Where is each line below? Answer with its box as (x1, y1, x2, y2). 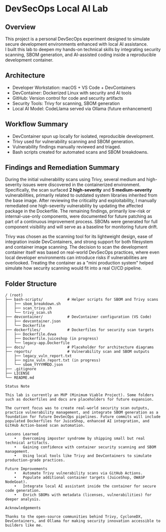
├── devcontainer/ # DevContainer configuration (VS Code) (5, 315, 152, 320)
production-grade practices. (5, 458, 65, 463)
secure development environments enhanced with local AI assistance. (5, 41, 148, 47)
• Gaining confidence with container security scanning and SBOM (14, 445, 156, 450)
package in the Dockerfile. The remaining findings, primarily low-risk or (5, 208, 151, 214)
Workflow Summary (5, 120, 68, 129)
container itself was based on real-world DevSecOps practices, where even (5, 249, 160, 256)
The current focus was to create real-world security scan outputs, (5, 405, 150, 411)
